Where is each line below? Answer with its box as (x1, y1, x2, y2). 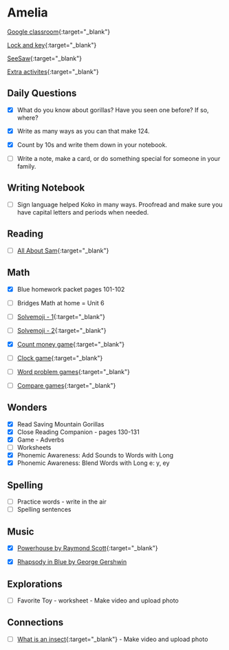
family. (17, 162, 36, 170)
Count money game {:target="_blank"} (17, 340, 125, 348)
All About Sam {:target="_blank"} (17, 246, 109, 254)
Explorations (7, 578, 63, 589)
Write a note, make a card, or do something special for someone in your (17, 154, 221, 162)
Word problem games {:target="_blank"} (17, 367, 131, 376)
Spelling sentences (17, 506, 72, 514)
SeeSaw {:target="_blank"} (7, 54, 83, 63)
